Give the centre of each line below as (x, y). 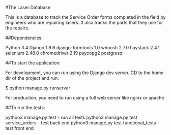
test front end (20, 128)
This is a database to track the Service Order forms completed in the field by (85, 17)
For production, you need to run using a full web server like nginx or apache (85, 98)
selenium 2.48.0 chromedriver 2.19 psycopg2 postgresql (64, 53)
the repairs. (17, 28)
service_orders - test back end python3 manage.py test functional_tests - (82, 123)
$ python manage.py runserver (38, 88)
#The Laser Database (28, 7)
